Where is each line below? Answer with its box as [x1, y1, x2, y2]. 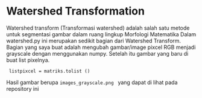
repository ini [6, 85, 39, 92]
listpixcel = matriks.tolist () [8, 68, 90, 74]
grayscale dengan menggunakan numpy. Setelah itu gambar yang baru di [6, 50, 189, 57]
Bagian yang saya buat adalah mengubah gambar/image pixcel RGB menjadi [6, 44, 196, 51]
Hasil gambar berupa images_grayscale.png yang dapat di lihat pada [6, 79, 178, 86]
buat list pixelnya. [6, 56, 50, 64]
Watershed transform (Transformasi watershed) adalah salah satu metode [6, 24, 190, 31]
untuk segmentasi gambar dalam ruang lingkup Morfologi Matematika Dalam [6, 30, 197, 38]
